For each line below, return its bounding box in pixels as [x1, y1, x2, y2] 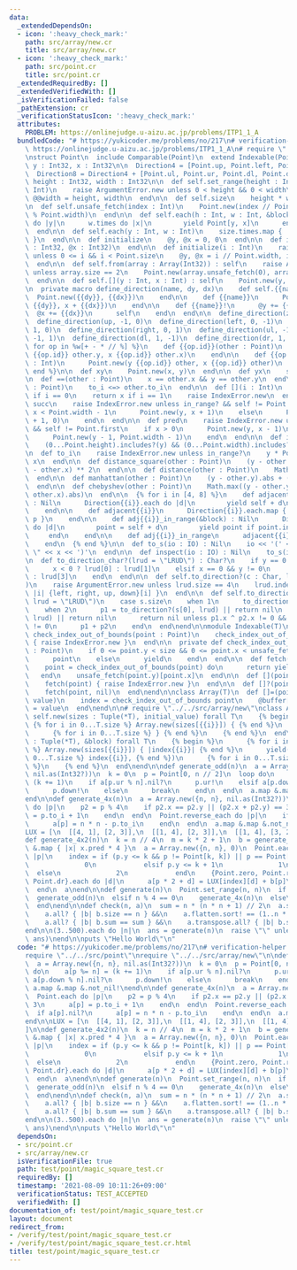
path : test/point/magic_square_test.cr [17, 1165, 164, 1174]
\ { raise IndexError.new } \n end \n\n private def [25, 638, 224, 647]
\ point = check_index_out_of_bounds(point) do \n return [25, 663, 271, 672]
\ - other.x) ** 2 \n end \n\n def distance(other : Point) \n [25, 466, 259, 474]
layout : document [9, 1214, 73, 1223]
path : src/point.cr [25, 63, 97, 72]
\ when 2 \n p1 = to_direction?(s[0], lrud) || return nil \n [25, 605, 283, 614]
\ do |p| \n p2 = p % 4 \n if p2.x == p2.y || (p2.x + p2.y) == [25, 803, 283, 812]
